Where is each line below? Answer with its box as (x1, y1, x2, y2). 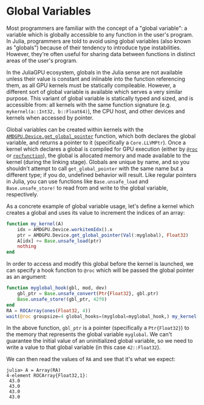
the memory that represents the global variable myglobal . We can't (6, 331, 172, 338)
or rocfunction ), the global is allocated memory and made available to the (6, 151, 191, 159)
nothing (17, 243, 36, 249)
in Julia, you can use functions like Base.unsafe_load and (6, 177, 149, 185)
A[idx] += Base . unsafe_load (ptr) (17, 238, 102, 244)
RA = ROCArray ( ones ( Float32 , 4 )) (6, 307, 91, 314)
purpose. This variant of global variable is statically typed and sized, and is (6, 95, 194, 102)
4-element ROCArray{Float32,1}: (6, 373, 88, 379)
